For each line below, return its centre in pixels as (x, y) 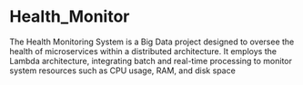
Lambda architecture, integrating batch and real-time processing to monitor (151, 61)
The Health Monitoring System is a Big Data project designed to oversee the (152, 42)
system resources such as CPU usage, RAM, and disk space (123, 71)
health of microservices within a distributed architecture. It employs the (143, 51)
